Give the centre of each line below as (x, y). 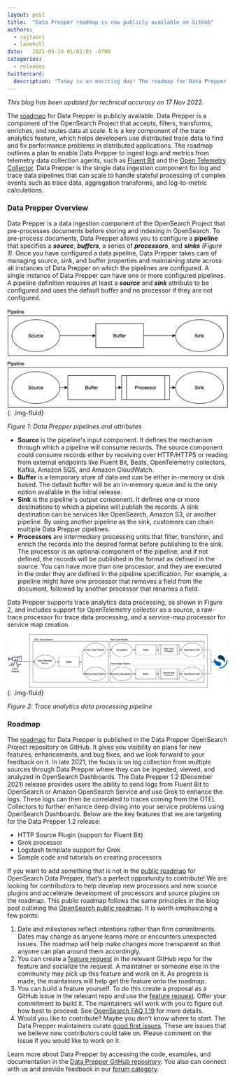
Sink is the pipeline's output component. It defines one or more (108, 499)
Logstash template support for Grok (69, 850)
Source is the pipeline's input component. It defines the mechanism (115, 440)
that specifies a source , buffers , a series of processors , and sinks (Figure (115, 246)
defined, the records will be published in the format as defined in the (116, 559)
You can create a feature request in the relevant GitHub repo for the (115, 958)
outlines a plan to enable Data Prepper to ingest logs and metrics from (108, 153)
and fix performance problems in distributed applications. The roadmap (110, 145)
